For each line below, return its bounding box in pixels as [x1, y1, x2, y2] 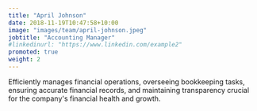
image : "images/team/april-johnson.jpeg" [8, 26, 148, 34]
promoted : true [8, 48, 59, 56]
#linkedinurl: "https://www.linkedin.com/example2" [8, 41, 182, 49]
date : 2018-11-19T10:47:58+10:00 [8, 19, 119, 27]
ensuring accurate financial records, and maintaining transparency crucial [8, 85, 250, 94]
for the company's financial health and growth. [8, 94, 161, 103]
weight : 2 [8, 56, 41, 64]
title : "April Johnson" [8, 11, 87, 20]
